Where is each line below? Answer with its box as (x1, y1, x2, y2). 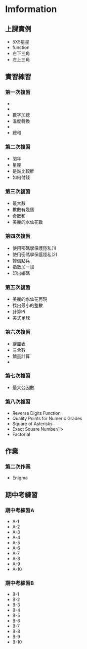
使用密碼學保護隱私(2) (12, 251, 58, 257)
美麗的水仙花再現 (12, 296, 47, 302)
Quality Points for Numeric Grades (12, 415, 83, 421)
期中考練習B (5, 580, 34, 587)
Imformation (5, 3, 57, 15)
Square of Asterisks (12, 421, 53, 427)
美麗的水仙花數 (12, 219, 43, 225)
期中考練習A (5, 507, 35, 514)
